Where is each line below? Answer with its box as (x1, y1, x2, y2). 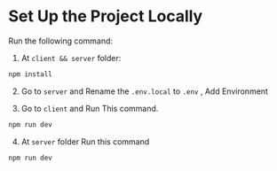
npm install (8, 69, 52, 79)
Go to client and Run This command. (20, 103, 159, 113)
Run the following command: (8, 35, 113, 46)
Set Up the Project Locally (8, 6, 203, 27)
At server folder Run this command (20, 136, 150, 147)
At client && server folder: (20, 52, 122, 63)
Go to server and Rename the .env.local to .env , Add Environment (20, 86, 268, 97)
